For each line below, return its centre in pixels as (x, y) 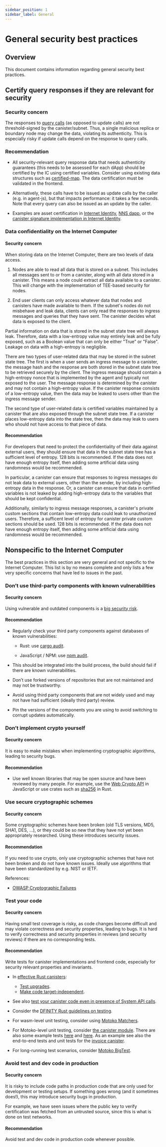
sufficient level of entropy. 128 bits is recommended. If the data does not (79, 457)
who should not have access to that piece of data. (56, 424)
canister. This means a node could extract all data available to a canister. (86, 280)
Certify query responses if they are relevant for (80, 90)
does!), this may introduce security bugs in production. (61, 1097)
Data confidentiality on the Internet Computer (61, 232)
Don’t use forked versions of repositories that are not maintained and (83, 680)
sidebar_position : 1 (27, 10)
